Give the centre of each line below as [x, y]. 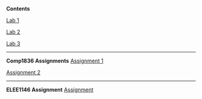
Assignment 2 [23, 72]
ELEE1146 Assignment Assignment [50, 90]
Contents [18, 9]
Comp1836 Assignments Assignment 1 [55, 61]
